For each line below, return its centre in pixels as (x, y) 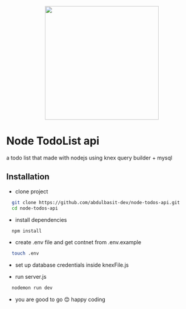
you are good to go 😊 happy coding (60, 299)
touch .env (25, 254)
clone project (32, 191)
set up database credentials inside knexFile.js (72, 265)
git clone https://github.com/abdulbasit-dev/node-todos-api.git (96, 202)
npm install (27, 231)
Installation (28, 177)
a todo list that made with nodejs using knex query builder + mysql (89, 158)
